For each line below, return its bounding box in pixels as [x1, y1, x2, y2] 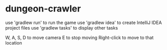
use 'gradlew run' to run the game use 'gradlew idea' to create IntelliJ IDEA [5, 19, 162, 25]
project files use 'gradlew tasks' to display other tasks [5, 24, 118, 30]
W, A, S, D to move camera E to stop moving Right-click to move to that [5, 34, 154, 40]
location [5, 39, 22, 45]
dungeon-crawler [5, 3, 81, 14]
